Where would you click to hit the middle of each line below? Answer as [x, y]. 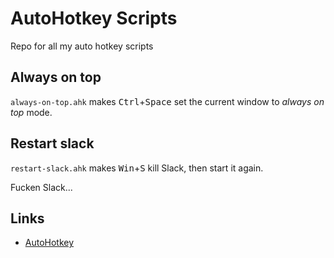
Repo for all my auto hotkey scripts [82, 46]
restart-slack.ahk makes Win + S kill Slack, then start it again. [137, 168]
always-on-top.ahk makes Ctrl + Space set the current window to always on [167, 101]
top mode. [31, 112]
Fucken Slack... [41, 187]
